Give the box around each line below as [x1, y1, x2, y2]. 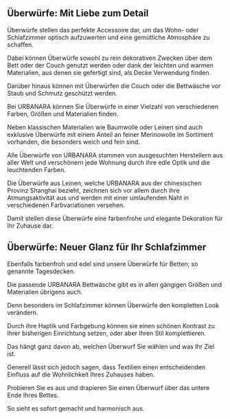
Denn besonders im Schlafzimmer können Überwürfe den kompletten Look [7, 301, 220, 309]
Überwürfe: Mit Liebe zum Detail [7, 8, 149, 19]
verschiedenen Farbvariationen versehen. [7, 201, 125, 209]
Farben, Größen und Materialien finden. [7, 109, 119, 118]
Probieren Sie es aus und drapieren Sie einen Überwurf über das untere [7, 383, 210, 391]
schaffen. [7, 40, 34, 49]
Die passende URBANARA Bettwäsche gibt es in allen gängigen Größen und [7, 280, 222, 288]
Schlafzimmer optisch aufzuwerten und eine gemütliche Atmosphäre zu [7, 33, 211, 41]
